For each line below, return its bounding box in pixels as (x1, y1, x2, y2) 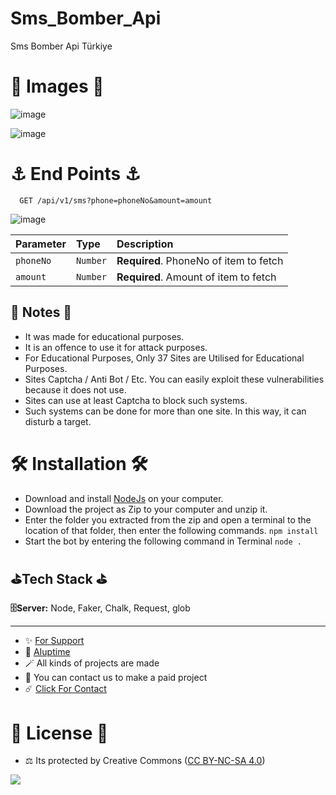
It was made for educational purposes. (24, 330, 185, 342)
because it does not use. (24, 383, 127, 396)
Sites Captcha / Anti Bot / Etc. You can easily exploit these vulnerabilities (24, 373, 325, 385)
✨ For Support (24, 635, 85, 647)
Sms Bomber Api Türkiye (10, 40, 113, 52)
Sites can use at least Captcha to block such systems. (24, 394, 248, 406)
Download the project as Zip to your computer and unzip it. (24, 503, 268, 515)
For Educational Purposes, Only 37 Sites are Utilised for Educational (24, 352, 305, 364)
